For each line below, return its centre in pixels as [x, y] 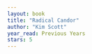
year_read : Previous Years [46, 33]
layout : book [26, 14]
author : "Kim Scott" [37, 27]
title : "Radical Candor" [43, 20]
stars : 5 [20, 40]
